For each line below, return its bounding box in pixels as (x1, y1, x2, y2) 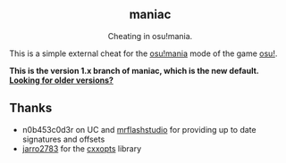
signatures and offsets (21, 134, 105, 144)
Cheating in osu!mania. (107, 30, 193, 41)
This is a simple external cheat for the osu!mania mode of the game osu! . (9, 48, 278, 59)
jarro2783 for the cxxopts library (21, 143, 142, 154)
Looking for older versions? (9, 75, 114, 86)
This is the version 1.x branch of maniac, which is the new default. (9, 65, 259, 76)
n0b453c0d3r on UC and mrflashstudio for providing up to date (21, 124, 257, 134)
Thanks (9, 101, 53, 116)
